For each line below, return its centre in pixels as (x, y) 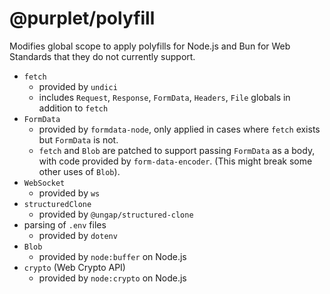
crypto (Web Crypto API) (74, 267)
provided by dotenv (78, 235)
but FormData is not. (78, 139)
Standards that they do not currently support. (102, 56)
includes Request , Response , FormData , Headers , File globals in (164, 97)
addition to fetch (73, 108)
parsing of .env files (65, 224)
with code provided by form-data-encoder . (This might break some (175, 161)
